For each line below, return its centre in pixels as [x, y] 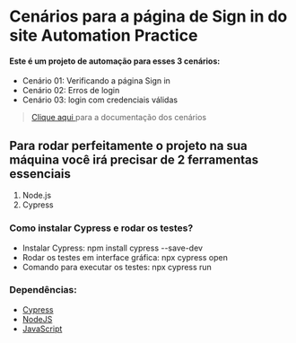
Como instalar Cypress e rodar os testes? [101, 228]
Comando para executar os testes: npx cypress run [117, 267]
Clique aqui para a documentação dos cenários [119, 118]
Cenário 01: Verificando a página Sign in [96, 81]
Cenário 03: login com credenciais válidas [100, 100]
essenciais [40, 174]
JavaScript [42, 329]
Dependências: [44, 290]
